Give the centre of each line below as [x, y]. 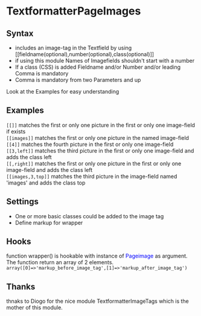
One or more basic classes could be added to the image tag [89, 216]
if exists [16, 131]
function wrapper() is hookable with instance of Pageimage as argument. [97, 256]
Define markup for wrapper [49, 223]
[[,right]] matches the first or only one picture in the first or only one [94, 163]
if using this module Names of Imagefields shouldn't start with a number [105, 61]
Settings [23, 202]
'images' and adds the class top [46, 183]
